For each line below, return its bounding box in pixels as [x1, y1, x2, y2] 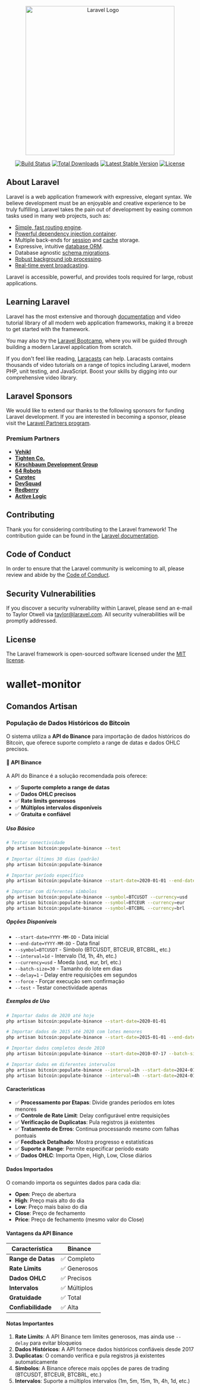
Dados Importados [6, 1166, 54, 1173]
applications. [6, 279, 37, 286]
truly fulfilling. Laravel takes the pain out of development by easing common [6, 206, 193, 213]
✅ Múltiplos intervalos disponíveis [14, 804, 102, 811]
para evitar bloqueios [29, 1339, 82, 1346]
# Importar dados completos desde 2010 [6, 1045, 105, 1051]
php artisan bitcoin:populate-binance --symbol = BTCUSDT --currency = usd [6, 894, 187, 900]
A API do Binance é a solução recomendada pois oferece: [6, 773, 148, 780]
